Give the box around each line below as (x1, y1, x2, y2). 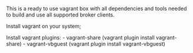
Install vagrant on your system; (6, 23, 81, 29)
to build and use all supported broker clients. (6, 11, 115, 18)
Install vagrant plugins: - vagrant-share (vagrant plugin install (6, 34, 155, 41)
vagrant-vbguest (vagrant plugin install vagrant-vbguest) (26, 41, 165, 47)
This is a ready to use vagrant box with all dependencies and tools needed (6, 5, 187, 12)
